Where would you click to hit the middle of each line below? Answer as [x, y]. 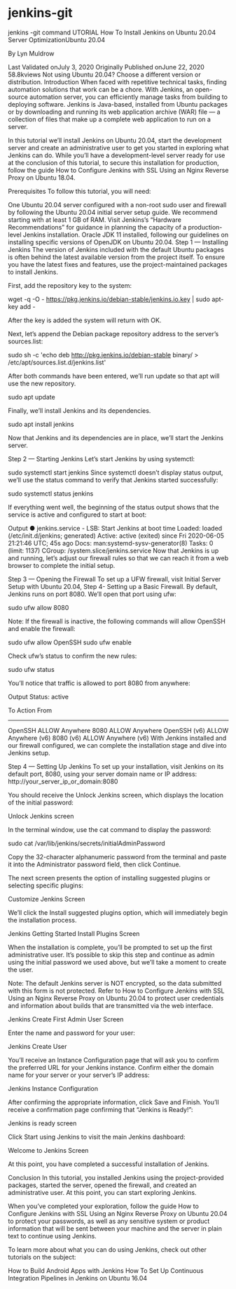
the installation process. [42, 920]
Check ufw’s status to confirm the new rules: [72, 656]
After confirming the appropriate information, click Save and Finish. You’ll [113, 1102]
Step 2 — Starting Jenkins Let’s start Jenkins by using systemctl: [102, 458]
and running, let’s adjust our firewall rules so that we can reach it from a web [118, 558]
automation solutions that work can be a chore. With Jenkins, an [100, 89]
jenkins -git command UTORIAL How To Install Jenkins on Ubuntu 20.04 [112, 32]
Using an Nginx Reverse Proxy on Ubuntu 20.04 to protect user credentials [116, 998]
